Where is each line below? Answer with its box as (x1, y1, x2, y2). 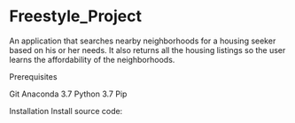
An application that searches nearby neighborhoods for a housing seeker (9, 35, 276, 46)
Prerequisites (9, 71, 58, 81)
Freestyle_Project (9, 6, 143, 27)
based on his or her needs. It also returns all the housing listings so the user (9, 44, 286, 55)
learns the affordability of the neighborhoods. (9, 54, 175, 65)
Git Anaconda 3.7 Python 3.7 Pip (9, 88, 128, 99)
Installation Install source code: (9, 105, 123, 116)
